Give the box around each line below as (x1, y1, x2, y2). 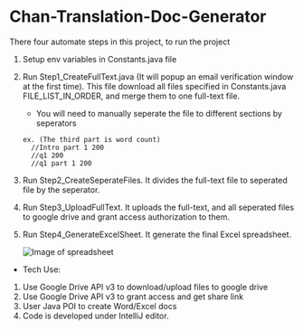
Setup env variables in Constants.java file (22, 53, 177, 64)
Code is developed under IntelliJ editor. (22, 310, 169, 321)
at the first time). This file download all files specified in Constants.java (22, 80, 287, 91)
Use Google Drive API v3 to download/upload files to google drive (22, 281, 269, 292)
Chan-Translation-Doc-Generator (9, 6, 267, 27)
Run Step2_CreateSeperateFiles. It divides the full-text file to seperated (22, 174, 288, 185)
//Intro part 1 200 (31, 143, 104, 152)
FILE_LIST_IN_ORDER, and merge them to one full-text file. (22, 90, 241, 101)
